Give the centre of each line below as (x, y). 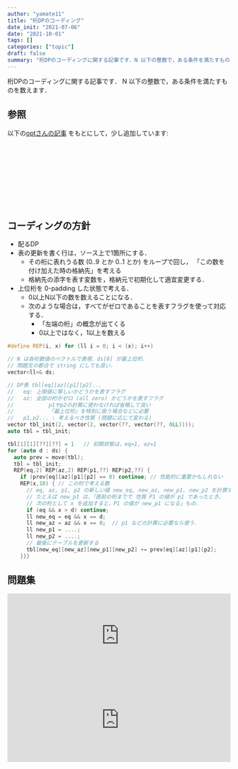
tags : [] (20, 40)
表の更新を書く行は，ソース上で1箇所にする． (84, 253)
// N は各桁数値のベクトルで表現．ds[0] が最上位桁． (78, 359)
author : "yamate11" (36, 14)
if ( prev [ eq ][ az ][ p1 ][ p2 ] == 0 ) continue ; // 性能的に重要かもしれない (121, 477)
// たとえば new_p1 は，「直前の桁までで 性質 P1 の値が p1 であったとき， (125, 497)
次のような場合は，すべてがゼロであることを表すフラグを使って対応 (127, 306)
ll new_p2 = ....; (53, 536)
